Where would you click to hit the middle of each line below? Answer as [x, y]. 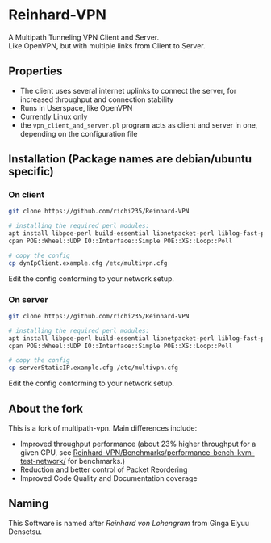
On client [27, 195]
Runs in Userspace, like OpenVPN [76, 107]
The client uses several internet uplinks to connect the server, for [128, 90]
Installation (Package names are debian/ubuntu [130, 159]
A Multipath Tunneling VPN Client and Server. [84, 37]
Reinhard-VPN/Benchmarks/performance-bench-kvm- [164, 452]
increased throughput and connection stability [97, 99]
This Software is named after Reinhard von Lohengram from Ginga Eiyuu [129, 523]
